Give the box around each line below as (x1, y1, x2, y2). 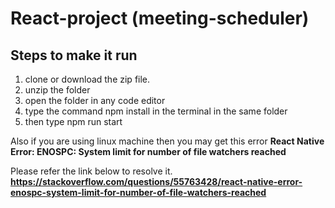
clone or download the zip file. (24, 73, 151, 85)
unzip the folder (24, 84, 91, 96)
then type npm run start (24, 116, 123, 127)
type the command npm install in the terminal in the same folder (24, 105, 288, 117)
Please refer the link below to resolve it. (10, 165, 173, 177)
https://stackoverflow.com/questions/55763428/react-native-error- (10, 176, 303, 187)
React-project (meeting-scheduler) (10, 7, 310, 30)
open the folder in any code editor (24, 95, 166, 106)
